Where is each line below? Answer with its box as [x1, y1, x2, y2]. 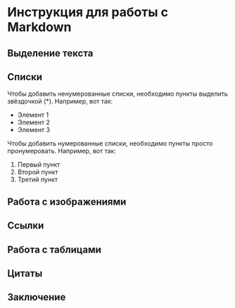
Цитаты [7, 267, 43, 279]
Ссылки [7, 219, 44, 232]
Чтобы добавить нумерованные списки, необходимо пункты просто [7, 139, 213, 148]
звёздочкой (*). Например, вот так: [7, 97, 113, 105]
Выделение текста [7, 47, 94, 59]
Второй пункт [17, 168, 58, 177]
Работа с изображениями [7, 195, 127, 207]
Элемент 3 [17, 126, 51, 134]
